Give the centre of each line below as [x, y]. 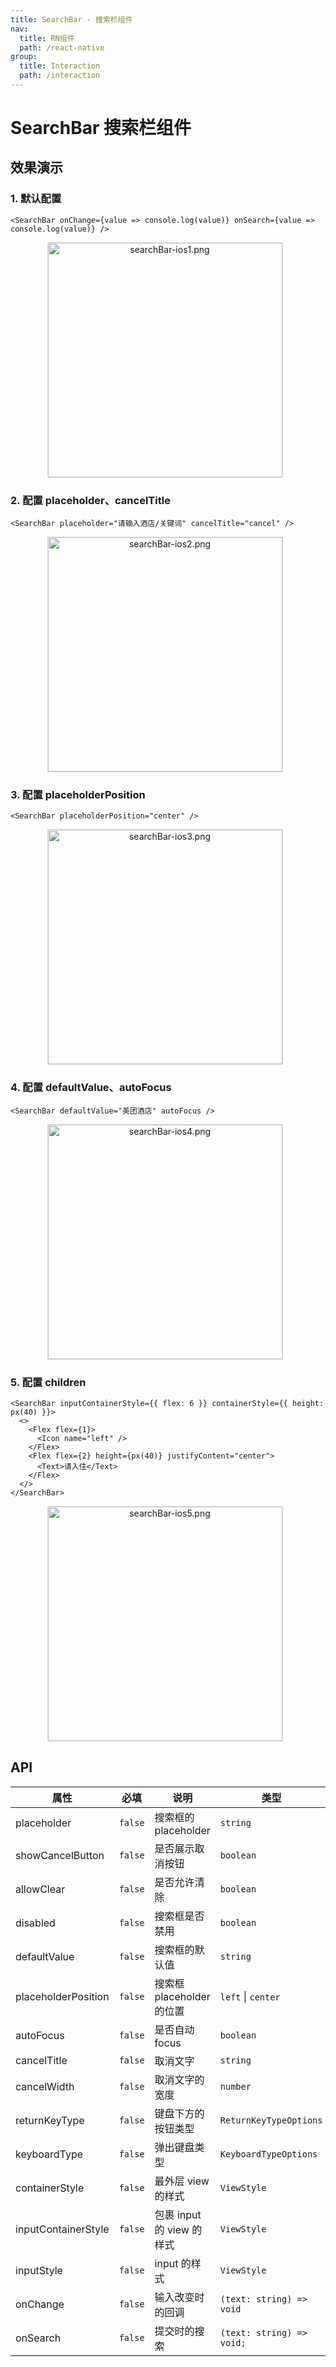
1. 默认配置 [36, 199]
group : [24, 57]
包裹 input [178, 2214]
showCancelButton [60, 1855]
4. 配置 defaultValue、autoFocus [91, 1088]
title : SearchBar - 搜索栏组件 [71, 19]
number [235, 2086]
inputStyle [39, 2270]
